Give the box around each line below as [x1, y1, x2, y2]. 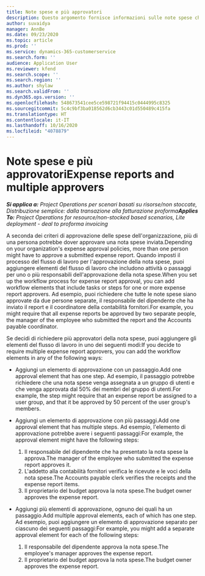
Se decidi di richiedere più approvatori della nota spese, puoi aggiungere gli [6, 334, 196, 342]
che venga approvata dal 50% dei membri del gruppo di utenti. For [15, 385, 181, 393]
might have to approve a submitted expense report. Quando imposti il [6, 251, 181, 258]
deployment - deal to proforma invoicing [6, 220, 109, 227]
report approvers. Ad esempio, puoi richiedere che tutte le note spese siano [6, 290, 197, 297]
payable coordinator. [6, 323, 59, 330]
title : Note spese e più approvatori [6, 9, 103, 15]
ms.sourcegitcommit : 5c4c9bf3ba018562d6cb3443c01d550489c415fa [6, 105, 171, 112]
